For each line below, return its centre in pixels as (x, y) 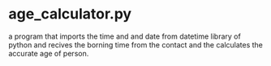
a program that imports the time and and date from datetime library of (125, 36)
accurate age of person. (49, 53)
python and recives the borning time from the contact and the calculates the (136, 44)
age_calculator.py (70, 14)
